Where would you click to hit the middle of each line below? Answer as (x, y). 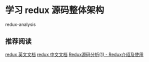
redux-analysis (20, 24)
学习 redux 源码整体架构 (54, 10)
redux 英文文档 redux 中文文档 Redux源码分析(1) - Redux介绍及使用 (74, 54)
